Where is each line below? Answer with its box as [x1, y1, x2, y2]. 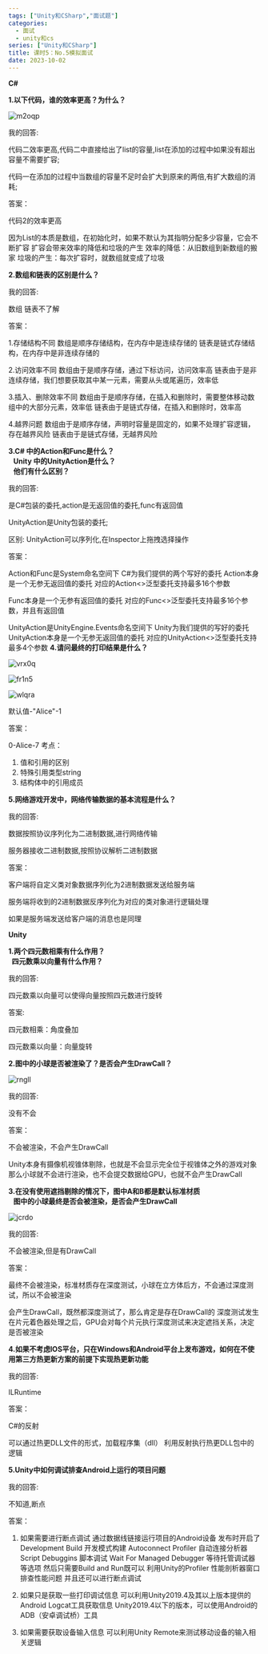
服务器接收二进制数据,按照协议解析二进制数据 [8, 845, 158, 855]
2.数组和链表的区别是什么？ [8, 269, 100, 279]
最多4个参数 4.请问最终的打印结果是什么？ [8, 642, 148, 652]
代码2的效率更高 [8, 216, 62, 225]
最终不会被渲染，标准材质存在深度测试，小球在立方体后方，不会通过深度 [8, 1280, 246, 1289]
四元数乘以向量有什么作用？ [11, 956, 103, 966]
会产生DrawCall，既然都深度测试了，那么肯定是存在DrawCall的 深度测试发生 [8, 1307, 260, 1316]
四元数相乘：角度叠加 [8, 1024, 78, 1034]
